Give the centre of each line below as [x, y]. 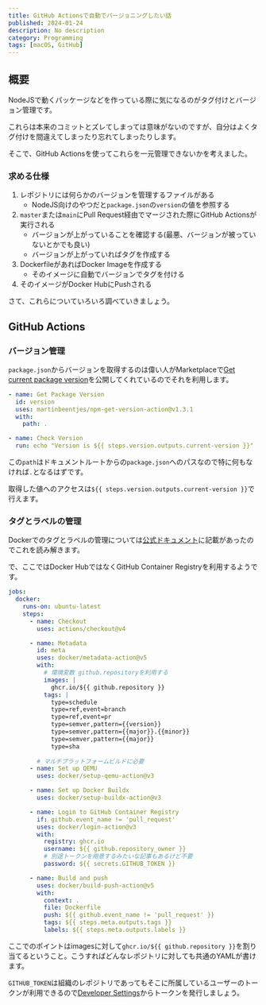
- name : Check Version [46, 439]
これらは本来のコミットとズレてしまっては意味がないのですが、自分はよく [130, 126]
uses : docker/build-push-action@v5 [96, 885]
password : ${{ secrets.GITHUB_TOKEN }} [110, 864]
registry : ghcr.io [74, 842]
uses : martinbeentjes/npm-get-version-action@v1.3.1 [104, 409]
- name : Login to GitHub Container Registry [104, 812]
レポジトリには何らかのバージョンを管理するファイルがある [117, 195]
